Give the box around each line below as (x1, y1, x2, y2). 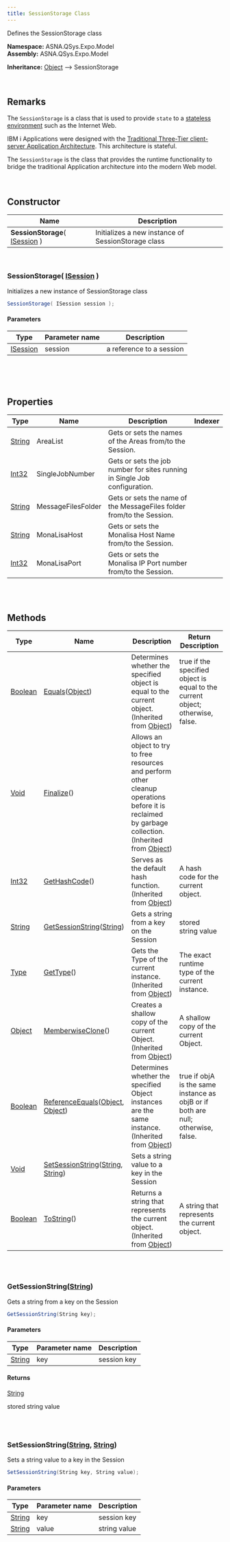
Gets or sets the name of (108, 493, 188, 503)
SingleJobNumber (36, 469, 95, 479)
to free (131, 749, 153, 759)
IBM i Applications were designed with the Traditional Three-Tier (7, 135, 189, 143)
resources (131, 758, 164, 768)
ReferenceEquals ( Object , (43, 1097, 125, 1107)
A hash (179, 863, 202, 873)
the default (131, 863, 166, 873)
